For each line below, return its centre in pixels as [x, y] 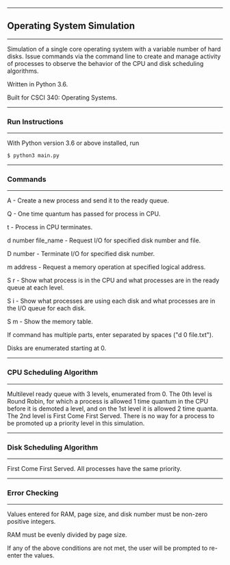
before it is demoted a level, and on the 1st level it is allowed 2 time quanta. [113, 408]
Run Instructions [35, 122]
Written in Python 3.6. [38, 84]
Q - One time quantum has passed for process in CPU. [84, 214]
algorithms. [23, 71]
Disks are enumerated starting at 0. [57, 348]
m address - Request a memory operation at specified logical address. [106, 267]
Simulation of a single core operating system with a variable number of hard [114, 49]
